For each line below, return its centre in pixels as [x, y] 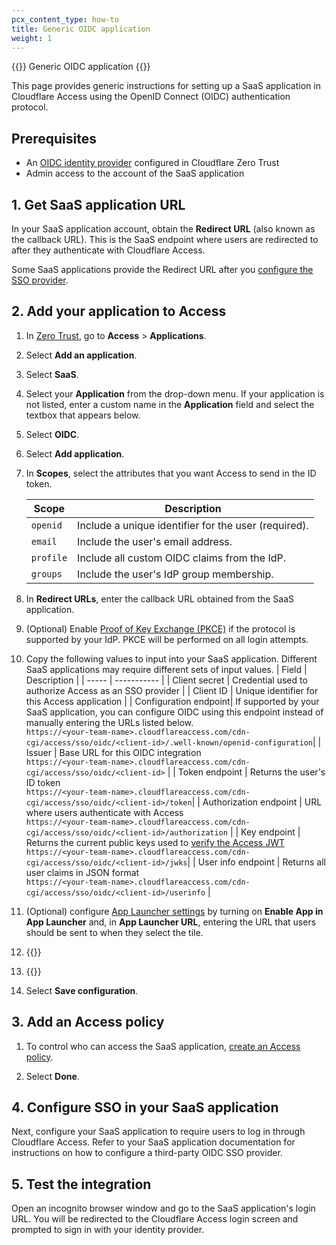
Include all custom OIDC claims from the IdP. [182, 558]
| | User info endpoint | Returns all [256, 862]
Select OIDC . [52, 434]
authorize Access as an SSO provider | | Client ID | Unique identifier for [172, 690]
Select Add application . [75, 453]
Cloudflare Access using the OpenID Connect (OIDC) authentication [151, 97]
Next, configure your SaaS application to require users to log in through [158, 1132]
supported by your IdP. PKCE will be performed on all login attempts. [167, 639]
